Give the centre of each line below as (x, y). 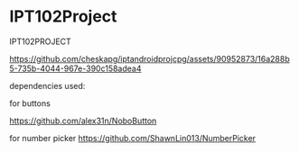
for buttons (30, 103)
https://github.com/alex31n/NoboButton (83, 121)
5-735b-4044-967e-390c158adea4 (75, 68)
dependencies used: (47, 85)
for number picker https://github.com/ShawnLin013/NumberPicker (132, 138)
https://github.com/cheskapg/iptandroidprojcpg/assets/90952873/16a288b (150, 58)
